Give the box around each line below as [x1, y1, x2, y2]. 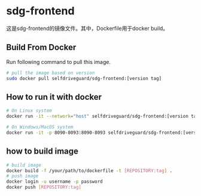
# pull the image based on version [6, 70, 95, 76]
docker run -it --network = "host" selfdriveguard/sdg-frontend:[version [6, 114, 188, 120]
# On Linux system [6, 108, 52, 114]
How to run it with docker [6, 91, 102, 102]
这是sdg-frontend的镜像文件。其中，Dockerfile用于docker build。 [6, 24, 169, 32]
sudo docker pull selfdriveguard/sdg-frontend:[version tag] [6, 75, 162, 81]
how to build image [6, 146, 79, 157]
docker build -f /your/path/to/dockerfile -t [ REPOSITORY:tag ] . [6, 167, 172, 174]
